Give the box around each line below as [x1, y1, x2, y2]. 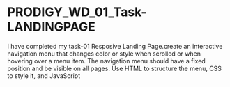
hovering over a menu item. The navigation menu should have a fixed [7, 56, 206, 65]
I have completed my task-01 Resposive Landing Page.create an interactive [7, 42, 223, 50]
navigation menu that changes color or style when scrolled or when [7, 49, 201, 58]
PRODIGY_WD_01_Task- [7, 4, 147, 20]
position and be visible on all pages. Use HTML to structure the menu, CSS [7, 64, 222, 72]
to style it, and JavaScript [7, 71, 81, 80]
